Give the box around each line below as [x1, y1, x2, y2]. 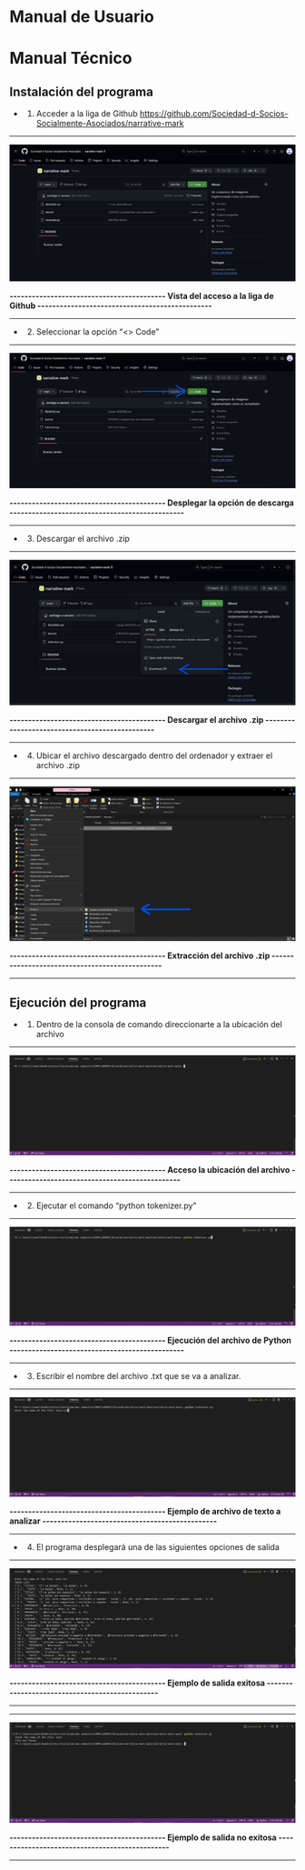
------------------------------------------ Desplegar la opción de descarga [9, 497, 295, 508]
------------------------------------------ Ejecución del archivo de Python [9, 1335, 292, 1345]
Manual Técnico [9, 48, 133, 69]
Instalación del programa [9, 84, 154, 99]
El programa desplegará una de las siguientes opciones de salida [35, 1542, 280, 1553]
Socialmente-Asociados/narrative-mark [35, 118, 184, 129]
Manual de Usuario [9, 6, 154, 27]
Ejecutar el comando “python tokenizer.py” [35, 1200, 197, 1211]
